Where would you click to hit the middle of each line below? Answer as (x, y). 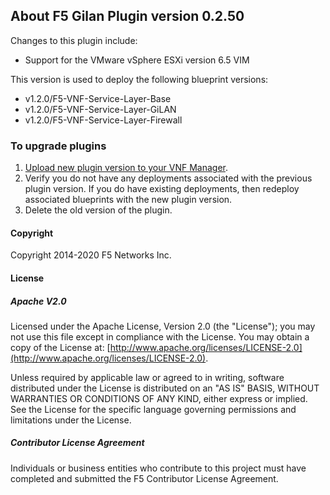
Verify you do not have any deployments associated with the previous (168, 178)
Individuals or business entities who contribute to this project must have (158, 468)
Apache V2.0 (38, 301)
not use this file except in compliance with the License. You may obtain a (160, 336)
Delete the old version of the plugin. (98, 210)
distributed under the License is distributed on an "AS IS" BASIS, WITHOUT (165, 388)
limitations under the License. (71, 420)
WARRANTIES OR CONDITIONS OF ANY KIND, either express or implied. (159, 398)
